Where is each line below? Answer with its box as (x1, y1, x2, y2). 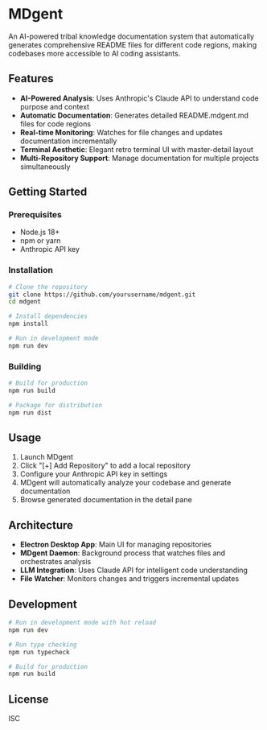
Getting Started (8, 185, 88, 199)
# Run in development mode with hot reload (8, 619, 157, 627)
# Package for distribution (8, 401, 103, 409)
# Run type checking (8, 641, 78, 649)
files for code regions (19, 118, 91, 129)
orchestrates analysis (19, 557, 92, 567)
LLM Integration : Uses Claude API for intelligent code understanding (19, 565, 248, 575)
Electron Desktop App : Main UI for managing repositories (19, 540, 212, 550)
